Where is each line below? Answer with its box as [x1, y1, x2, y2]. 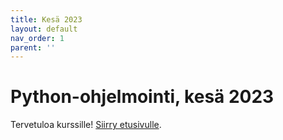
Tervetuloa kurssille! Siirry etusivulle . [10, 119, 162, 131]
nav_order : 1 [10, 33, 65, 43]
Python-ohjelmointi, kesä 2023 [10, 86, 275, 108]
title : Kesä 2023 [10, 14, 83, 25]
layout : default [10, 24, 78, 34]
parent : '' [10, 42, 56, 53]
